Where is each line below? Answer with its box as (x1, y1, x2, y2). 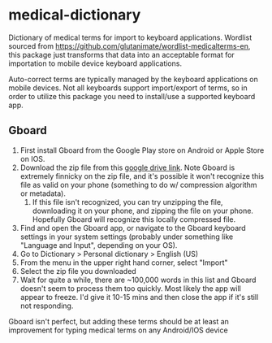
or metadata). (19, 189, 67, 198)
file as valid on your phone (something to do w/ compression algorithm (19, 180, 257, 189)
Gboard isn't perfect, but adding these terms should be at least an (8, 316, 230, 326)
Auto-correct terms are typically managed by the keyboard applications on (8, 74, 258, 84)
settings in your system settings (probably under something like (19, 232, 234, 241)
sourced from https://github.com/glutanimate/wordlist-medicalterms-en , (8, 41, 251, 50)
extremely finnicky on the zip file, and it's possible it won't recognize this (19, 171, 265, 180)
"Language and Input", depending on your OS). (19, 240, 178, 250)
